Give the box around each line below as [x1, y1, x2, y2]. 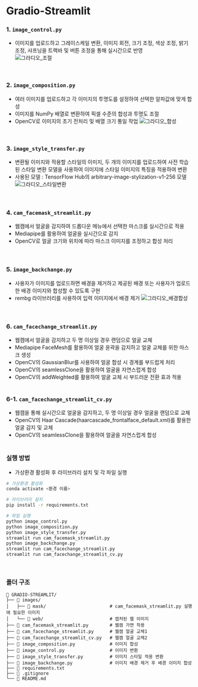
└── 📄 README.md [6, 676, 46, 682]
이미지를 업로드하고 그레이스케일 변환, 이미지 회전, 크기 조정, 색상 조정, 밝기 [14, 40, 189, 47]
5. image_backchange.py [6, 265, 72, 273]
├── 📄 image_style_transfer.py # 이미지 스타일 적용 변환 [6, 654, 164, 660]
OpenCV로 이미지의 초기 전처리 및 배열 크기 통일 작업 [14, 117, 138, 125]
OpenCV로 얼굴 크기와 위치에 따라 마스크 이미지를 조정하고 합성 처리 [14, 237, 173, 244]
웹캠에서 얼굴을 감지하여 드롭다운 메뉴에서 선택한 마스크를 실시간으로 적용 [14, 222, 185, 230]
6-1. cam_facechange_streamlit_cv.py [6, 395, 113, 403]
